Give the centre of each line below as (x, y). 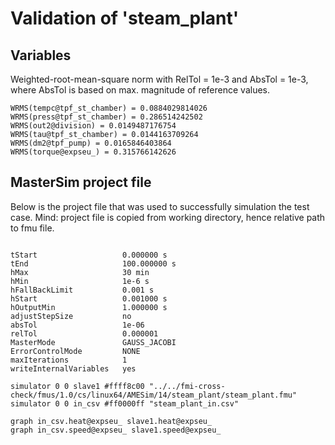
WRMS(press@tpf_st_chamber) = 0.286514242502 (106, 117)
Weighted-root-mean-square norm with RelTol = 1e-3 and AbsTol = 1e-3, (159, 79)
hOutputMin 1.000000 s (89, 307)
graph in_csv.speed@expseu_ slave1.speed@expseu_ (116, 430)
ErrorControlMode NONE (75, 351)
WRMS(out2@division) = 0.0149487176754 (93, 126)
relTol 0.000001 (84, 333)
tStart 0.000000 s (89, 255)
